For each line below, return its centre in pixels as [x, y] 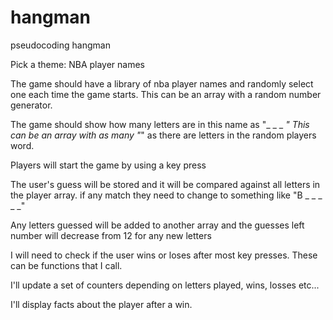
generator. [31, 105]
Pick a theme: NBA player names [78, 64]
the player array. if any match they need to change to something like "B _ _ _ [166, 195]
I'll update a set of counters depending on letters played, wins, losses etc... [165, 285]
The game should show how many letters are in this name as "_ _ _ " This [160, 124]
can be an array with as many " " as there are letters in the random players [163, 135]
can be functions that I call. [66, 265]
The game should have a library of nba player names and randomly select [162, 83]
